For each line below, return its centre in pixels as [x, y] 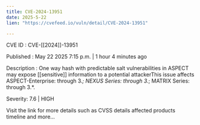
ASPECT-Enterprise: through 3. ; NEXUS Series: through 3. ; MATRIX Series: [98, 81]
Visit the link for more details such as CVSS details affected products [91, 111]
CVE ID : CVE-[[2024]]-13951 [42, 45]
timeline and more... [31, 117]
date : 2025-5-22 [26, 17]
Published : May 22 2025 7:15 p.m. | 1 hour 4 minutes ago [77, 57]
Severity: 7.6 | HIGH [30, 99]
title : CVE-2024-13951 [34, 12]
